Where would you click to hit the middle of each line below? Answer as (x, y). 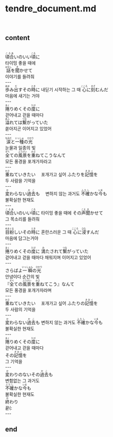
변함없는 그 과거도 (22, 381)
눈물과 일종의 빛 (21, 148)
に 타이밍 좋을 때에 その (58, 213)
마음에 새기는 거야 (22, 96)
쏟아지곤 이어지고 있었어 (28, 129)
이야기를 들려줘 (20, 77)
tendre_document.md (51, 9)
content (18, 38)
